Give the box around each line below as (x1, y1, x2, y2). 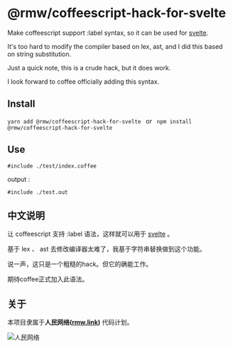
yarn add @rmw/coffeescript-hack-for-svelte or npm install (7, 116, 193, 125)
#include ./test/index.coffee (7, 162, 97, 170)
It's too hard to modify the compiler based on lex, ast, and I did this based (7, 42, 223, 50)
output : (7, 175, 31, 183)
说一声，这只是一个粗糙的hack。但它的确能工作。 (7, 260, 153, 268)
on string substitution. (7, 50, 72, 58)
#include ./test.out (7, 188, 69, 196)
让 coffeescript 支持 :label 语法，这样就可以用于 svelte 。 (7, 229, 174, 239)
